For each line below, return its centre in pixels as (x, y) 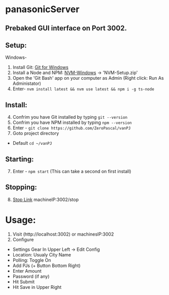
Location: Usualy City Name (42, 254)
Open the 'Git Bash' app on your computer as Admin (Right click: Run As (88, 78)
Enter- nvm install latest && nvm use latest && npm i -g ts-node (83, 89)
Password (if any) (31, 276)
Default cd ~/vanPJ (32, 143)
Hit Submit (24, 282)
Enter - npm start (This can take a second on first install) (72, 172)
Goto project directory (36, 134)
